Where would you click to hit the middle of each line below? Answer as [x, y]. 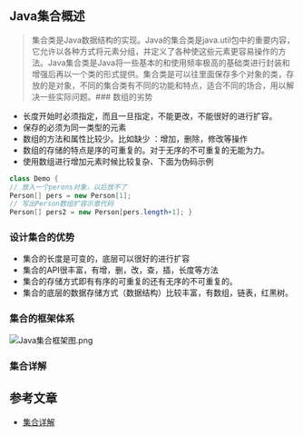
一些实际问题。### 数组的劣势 [96, 96]
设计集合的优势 [42, 237]
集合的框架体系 [42, 319]
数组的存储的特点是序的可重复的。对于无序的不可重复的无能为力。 [146, 150]
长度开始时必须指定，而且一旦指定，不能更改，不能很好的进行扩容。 [150, 115]
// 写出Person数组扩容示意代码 [62, 204]
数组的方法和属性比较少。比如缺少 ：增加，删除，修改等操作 [135, 138]
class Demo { [34, 178]
